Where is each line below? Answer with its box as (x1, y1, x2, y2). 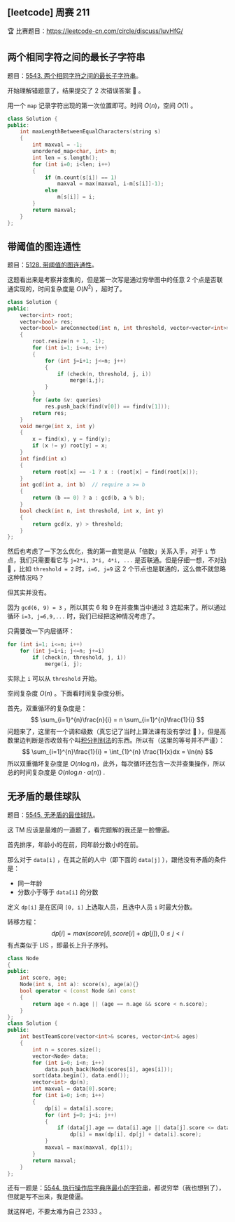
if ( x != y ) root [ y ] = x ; (32, 442, 108, 449)
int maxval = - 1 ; (32, 141, 83, 149)
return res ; (32, 409, 68, 416)
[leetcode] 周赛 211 (7, 6, 90, 19)
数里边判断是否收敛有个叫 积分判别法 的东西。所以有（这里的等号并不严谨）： (7, 736, 225, 744)
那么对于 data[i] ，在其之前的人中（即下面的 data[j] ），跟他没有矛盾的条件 (7, 855, 227, 863)
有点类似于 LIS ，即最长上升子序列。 (7, 941, 112, 949)
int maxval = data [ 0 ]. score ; (32, 1085, 117, 1093)
